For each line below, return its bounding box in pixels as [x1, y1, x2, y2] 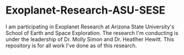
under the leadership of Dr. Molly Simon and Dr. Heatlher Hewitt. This [5, 35, 175, 43]
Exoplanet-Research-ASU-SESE [5, 4, 166, 17]
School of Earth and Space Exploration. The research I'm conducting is [5, 29, 179, 36]
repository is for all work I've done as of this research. [5, 42, 137, 49]
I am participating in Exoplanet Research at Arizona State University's [5, 23, 175, 30]
